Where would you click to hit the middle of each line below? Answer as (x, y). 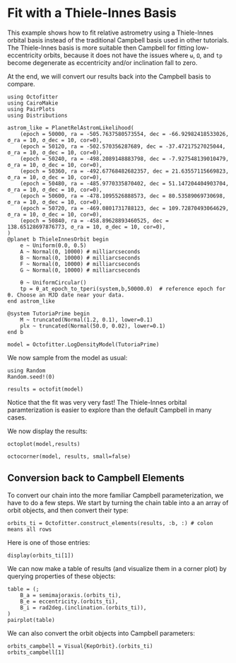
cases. (17, 417)
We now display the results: (48, 431)
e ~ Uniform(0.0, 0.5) (53, 246)
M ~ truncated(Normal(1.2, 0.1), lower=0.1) (87, 320)
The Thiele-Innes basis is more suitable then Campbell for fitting (101, 47)
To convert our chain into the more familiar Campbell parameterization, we (116, 495)
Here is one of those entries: (49, 542)
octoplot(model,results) (44, 444)
